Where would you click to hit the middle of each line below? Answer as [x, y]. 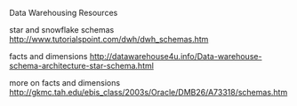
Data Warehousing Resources [64, 13]
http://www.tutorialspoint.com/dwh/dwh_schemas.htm [109, 39]
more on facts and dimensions [65, 83]
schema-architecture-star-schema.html [81, 66]
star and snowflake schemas [62, 30]
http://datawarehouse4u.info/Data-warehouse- [176, 56]
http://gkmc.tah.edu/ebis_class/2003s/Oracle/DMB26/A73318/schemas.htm [148, 92]
